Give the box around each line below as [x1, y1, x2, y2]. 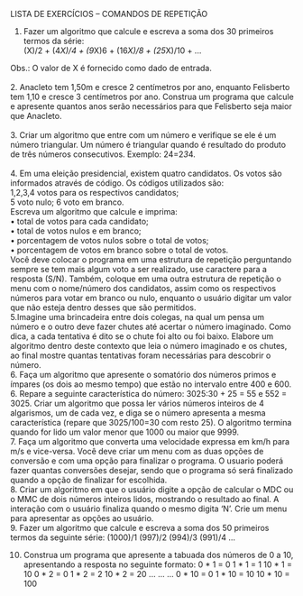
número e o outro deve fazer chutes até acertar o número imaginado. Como [10, 321, 291, 332]
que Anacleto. [10, 111, 62, 121]
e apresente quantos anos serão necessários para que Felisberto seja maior [10, 101, 292, 112]
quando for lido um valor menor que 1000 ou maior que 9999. [10, 426, 240, 437]
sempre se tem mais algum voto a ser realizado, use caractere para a [10, 264, 267, 274]
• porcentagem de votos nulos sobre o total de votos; [10, 235, 209, 245]
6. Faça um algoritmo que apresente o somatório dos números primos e [10, 370, 277, 380]
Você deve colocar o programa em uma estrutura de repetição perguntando [10, 254, 292, 265]
